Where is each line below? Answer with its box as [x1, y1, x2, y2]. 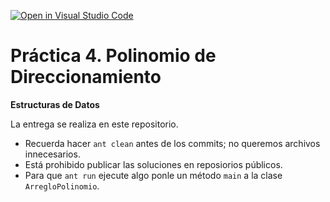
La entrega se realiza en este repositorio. [10, 118, 179, 130]
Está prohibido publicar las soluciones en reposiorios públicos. [24, 158, 283, 170]
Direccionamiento [10, 66, 162, 89]
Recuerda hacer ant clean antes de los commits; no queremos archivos [24, 137, 321, 149]
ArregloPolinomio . [24, 180, 100, 192]
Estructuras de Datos [10, 98, 100, 110]
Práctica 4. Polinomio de [10, 45, 217, 67]
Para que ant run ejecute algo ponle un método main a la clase [24, 169, 283, 181]
